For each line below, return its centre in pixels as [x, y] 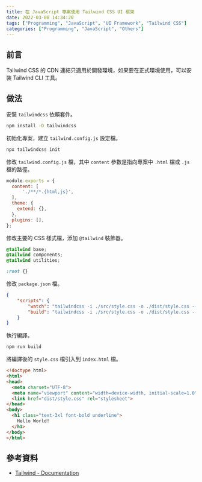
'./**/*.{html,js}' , [48, 192]
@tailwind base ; [26, 249]
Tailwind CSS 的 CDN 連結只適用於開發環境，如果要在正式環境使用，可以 [96, 71]
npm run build [24, 347]
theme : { [23, 203]
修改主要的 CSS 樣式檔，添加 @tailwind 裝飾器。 [66, 238]
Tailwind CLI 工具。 [37, 78]
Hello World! [33, 421]
